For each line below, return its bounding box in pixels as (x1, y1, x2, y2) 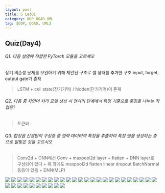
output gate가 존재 (5, 76, 42, 82)
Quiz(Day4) (5, 39, 42, 47)
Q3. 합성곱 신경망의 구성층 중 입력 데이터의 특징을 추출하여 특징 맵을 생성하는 (5, 133, 152, 138)
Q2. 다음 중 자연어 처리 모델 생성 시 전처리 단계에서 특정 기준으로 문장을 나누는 (5, 98, 154, 104)
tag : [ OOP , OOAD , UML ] (5, 21, 51, 26)
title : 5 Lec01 (5, 12, 36, 17)
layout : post (5, 7, 32, 12)
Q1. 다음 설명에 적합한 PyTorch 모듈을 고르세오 (5, 54, 94, 59)
